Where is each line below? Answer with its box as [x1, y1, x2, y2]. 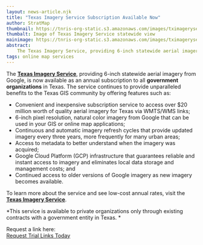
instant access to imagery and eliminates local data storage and [14, 158, 174, 166]
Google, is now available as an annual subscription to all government [6, 76, 179, 84]
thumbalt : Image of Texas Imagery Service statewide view [6, 31, 155, 37]
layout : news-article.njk [6, 8, 71, 15]
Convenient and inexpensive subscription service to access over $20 [14, 101, 188, 108]
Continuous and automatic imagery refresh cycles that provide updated [14, 126, 193, 134]
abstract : [6, 43, 31, 49]
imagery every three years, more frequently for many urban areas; [14, 133, 180, 140]
